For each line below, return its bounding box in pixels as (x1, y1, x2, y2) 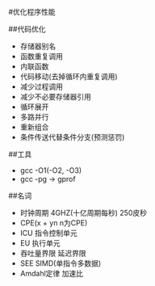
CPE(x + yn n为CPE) (19, 218, 88, 228)
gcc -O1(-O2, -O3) (19, 166, 82, 175)
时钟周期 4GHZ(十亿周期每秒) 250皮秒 (19, 208, 148, 217)
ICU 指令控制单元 (19, 229, 78, 238)
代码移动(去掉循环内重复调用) (19, 72, 119, 81)
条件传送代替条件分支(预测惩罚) (19, 132, 125, 141)
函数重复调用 (19, 52, 63, 61)
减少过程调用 (19, 82, 63, 91)
